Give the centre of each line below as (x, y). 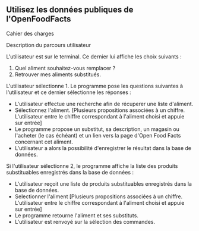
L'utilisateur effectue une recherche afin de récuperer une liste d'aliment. (104, 104)
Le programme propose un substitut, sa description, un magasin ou (97, 129)
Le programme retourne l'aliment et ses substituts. (76, 215)
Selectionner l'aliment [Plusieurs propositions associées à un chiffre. (99, 196)
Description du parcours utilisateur (48, 45)
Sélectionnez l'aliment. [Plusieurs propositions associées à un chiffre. (100, 110)
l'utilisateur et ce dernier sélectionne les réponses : (69, 92)
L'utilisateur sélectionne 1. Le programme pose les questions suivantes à (94, 86)
